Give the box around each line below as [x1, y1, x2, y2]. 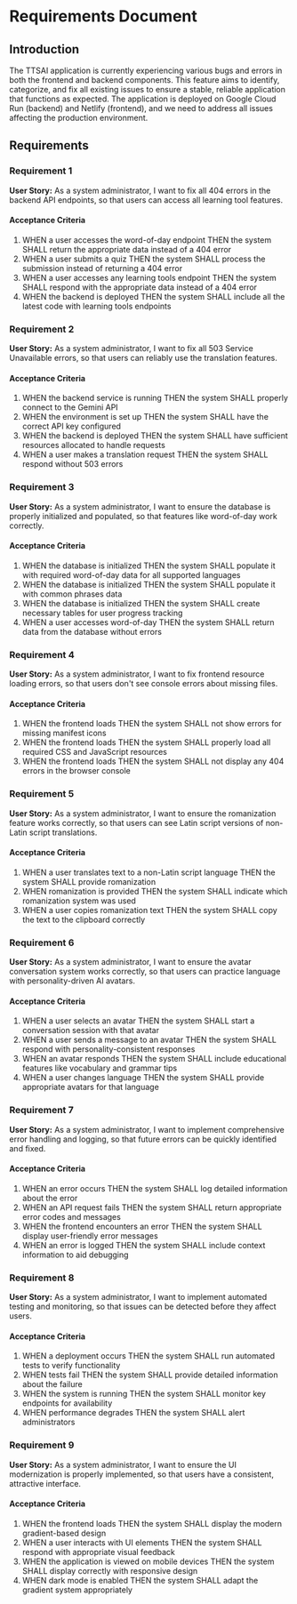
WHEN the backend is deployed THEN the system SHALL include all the [21, 291, 285, 301]
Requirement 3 [9, 481, 75, 493]
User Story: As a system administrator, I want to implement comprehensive [9, 1124, 285, 1135]
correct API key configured [21, 421, 122, 432]
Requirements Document [9, 6, 198, 27]
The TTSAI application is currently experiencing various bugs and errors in [9, 65, 283, 76]
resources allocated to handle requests [21, 440, 166, 451]
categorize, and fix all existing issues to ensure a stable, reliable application [9, 84, 286, 94]
